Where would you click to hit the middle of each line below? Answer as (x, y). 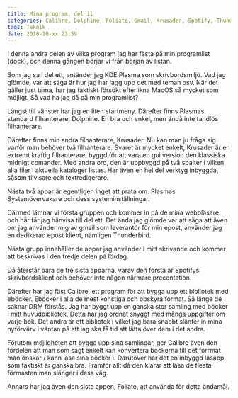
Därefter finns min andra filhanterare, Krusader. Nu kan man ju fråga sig (112, 140)
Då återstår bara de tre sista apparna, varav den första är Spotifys (103, 271)
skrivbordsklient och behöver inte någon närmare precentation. (100, 278)
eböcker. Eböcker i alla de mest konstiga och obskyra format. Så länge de (115, 299)
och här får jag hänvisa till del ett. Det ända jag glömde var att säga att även (118, 220)
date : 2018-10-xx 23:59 (42, 34)
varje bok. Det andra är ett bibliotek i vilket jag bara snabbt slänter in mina (115, 322)
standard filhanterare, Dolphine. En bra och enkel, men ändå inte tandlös (113, 119)
